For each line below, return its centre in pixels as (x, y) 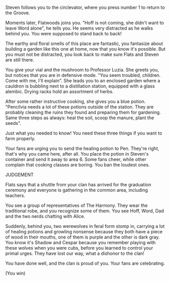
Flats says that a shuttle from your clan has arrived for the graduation (78, 185)
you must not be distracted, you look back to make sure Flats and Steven (82, 54)
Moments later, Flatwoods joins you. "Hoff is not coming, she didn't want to (85, 23)
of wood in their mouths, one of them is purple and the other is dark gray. (83, 237)
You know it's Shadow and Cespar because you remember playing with (81, 242)
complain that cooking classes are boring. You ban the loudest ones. (78, 165)
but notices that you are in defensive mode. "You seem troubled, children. (83, 75)
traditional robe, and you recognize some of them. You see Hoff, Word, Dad (84, 211)
